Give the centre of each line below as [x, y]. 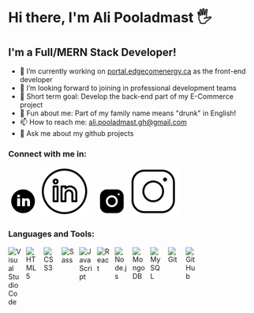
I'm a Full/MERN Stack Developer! [92, 52]
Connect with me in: [47, 153]
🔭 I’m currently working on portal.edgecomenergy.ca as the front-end [133, 71]
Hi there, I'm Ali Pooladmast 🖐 [110, 18]
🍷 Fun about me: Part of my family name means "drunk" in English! [128, 113]
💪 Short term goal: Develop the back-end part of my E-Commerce [127, 96]
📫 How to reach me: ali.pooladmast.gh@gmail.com [103, 122]
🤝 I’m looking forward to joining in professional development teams [128, 88]
